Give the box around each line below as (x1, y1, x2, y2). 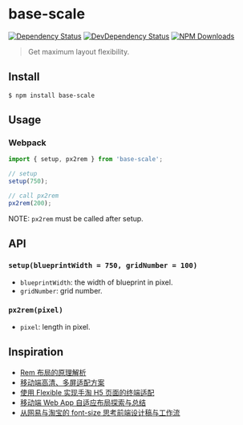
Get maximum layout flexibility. (27, 47, 130, 56)
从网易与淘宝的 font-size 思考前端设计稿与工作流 (19, 407, 180, 417)
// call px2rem (8, 192, 59, 200)
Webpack (8, 137, 47, 148)
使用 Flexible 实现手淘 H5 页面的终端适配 (19, 387, 155, 397)
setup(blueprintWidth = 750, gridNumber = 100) (8, 261, 198, 270)
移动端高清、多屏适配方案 (19, 378, 105, 387)
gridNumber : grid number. (19, 285, 103, 295)
